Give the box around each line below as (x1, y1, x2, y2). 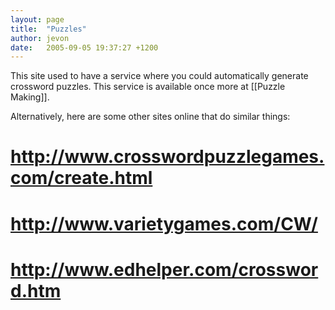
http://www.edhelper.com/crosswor (10, 258, 319, 281)
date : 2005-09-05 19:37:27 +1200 (10, 42, 159, 53)
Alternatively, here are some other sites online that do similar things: (10, 111, 291, 123)
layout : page (10, 14, 65, 25)
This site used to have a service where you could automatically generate (10, 70, 309, 82)
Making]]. (10, 91, 50, 103)
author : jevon (10, 33, 70, 43)
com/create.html (10, 167, 153, 190)
